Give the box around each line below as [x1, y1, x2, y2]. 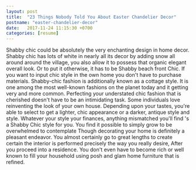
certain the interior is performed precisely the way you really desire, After [6, 140, 183, 147]
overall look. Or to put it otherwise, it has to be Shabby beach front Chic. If [6, 65, 185, 72]
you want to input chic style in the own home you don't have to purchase [6, 72, 181, 79]
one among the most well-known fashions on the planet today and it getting [6, 84, 188, 91]
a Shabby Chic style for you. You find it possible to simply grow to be [6, 121, 173, 128]
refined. [6, 159, 25, 166]
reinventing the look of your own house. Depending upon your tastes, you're [6, 103, 190, 110]
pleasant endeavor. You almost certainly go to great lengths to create [6, 134, 173, 141]
